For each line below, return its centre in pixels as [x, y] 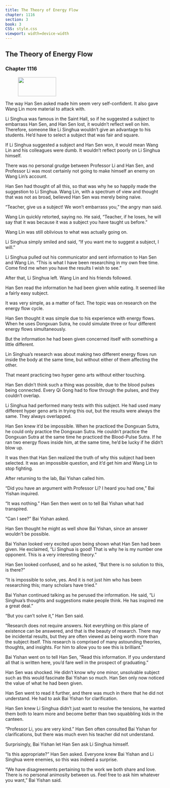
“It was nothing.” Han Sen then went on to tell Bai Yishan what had [74, 503]
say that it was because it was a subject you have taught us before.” [76, 222]
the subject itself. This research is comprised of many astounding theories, [83, 641]
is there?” [15, 570]
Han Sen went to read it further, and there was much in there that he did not [84, 693]
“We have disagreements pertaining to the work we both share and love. [81, 769]
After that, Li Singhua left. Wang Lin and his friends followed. [69, 277]
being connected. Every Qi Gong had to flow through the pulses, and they [82, 390]
